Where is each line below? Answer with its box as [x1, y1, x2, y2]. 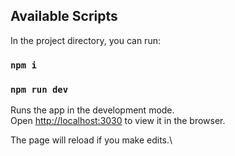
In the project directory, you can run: [10, 34, 161, 46]
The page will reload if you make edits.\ [10, 134, 173, 146]
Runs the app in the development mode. [10, 104, 175, 116]
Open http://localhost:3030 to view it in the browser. [10, 115, 226, 127]
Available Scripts [10, 8, 118, 25]
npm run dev [10, 84, 69, 95]
